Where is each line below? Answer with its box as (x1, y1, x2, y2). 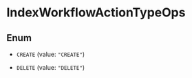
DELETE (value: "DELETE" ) (16, 64, 85, 71)
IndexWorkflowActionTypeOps (6, 5, 186, 21)
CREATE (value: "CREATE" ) (16, 50, 85, 58)
